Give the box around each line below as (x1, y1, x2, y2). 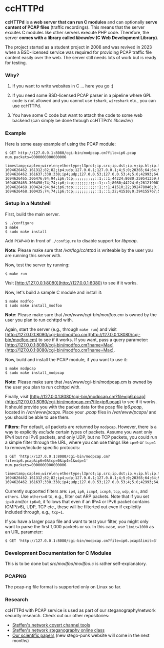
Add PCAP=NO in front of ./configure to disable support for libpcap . (5, 238, 138, 243)
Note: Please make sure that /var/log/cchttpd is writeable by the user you (5, 247, 153, 253)
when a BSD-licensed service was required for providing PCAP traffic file (5, 49, 152, 55)
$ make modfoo (5, 299, 34, 303)
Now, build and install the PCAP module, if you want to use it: (5, 356, 128, 362)
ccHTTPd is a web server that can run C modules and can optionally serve (5, 19, 158, 25)
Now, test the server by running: (5, 262, 70, 268)
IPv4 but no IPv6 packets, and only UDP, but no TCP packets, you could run (5, 434, 158, 440)
